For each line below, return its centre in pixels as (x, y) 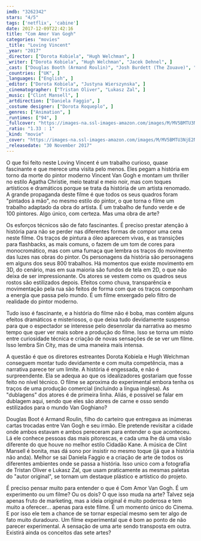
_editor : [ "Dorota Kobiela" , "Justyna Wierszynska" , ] (76, 84)
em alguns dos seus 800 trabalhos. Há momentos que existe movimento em (100, 263)
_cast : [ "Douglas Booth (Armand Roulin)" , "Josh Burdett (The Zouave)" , (99, 67)
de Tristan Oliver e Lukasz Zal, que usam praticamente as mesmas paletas (98, 470)
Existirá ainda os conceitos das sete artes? (59, 532)
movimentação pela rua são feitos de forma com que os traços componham (100, 289)
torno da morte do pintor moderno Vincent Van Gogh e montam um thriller (98, 175)
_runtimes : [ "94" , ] (32, 117)
